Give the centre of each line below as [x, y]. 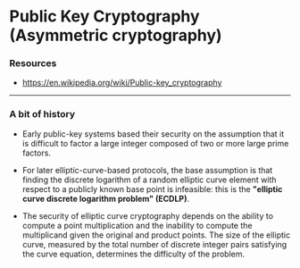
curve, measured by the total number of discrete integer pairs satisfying [154, 244]
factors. [37, 153]
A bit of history [42, 114]
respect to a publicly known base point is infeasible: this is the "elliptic [152, 188]
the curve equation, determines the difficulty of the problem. [133, 254]
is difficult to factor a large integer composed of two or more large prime [155, 143]
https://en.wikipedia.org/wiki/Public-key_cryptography [122, 83]
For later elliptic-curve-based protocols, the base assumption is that [147, 170]
